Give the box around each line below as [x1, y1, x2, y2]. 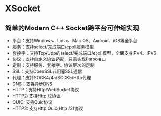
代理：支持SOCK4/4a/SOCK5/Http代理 [12, 75, 91, 80]
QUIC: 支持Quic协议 [12, 99, 53, 105]
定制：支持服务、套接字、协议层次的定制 [12, 62, 95, 68]
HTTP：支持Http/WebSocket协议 [12, 87, 79, 92]
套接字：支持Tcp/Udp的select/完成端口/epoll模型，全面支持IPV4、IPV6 [12, 50, 157, 56]
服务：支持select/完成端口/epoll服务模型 [12, 44, 94, 50]
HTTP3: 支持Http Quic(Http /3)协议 [12, 105, 83, 111]
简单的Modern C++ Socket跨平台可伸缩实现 [5, 24, 139, 32]
